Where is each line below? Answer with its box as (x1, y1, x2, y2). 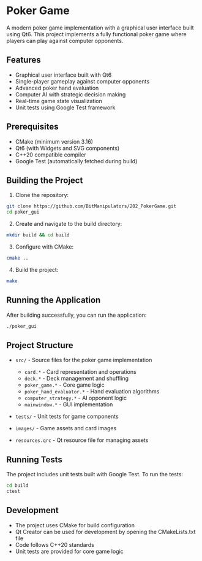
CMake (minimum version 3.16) (15, 137, 94, 145)
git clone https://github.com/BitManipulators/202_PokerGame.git (6, 203, 176, 209)
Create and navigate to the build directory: (15, 220, 122, 228)
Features (6, 55, 41, 65)
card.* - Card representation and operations (24, 368, 137, 376)
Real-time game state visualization (15, 97, 102, 104)
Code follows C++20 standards (15, 541, 95, 548)
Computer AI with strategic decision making (15, 90, 126, 98)
